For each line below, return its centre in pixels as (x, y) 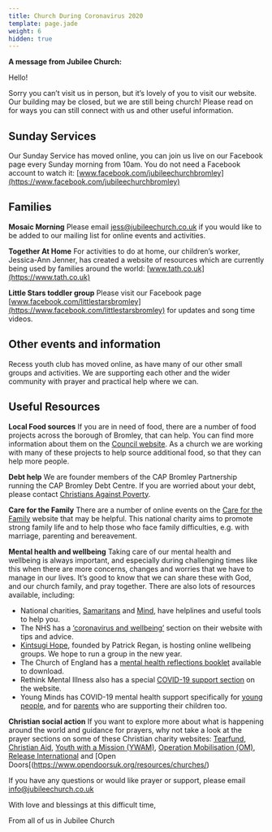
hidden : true (30, 39)
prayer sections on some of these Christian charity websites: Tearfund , (127, 738)
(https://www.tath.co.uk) (50, 277)
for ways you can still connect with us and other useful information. (121, 111)
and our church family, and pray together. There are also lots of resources (132, 586)
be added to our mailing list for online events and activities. (107, 235)
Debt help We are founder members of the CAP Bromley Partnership (123, 477)
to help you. (40, 619)
